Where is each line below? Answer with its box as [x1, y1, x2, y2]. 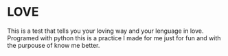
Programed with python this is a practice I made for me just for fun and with [7, 33, 221, 42]
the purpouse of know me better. [7, 41, 100, 49]
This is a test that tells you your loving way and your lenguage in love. [7, 27, 204, 35]
